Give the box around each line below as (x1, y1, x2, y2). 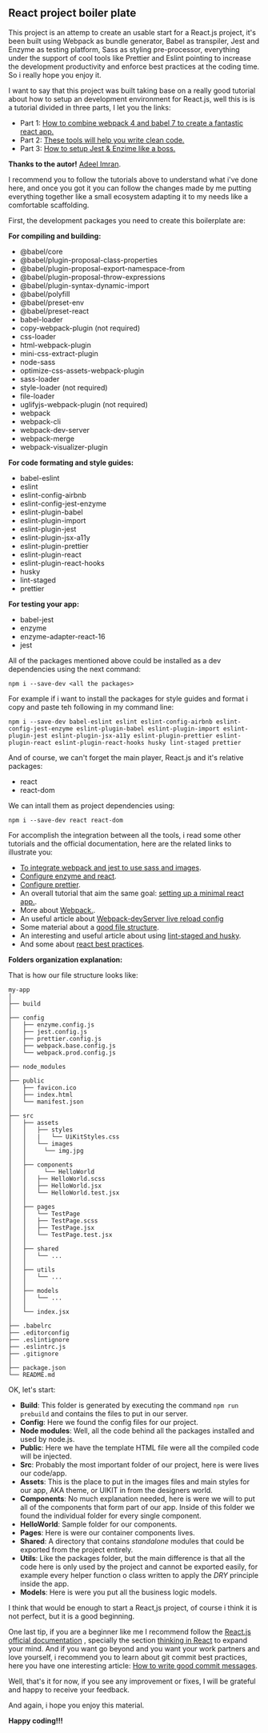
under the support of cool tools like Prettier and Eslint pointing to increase (8, 53, 252, 62)
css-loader (19, 331, 56, 341)
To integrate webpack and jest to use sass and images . (19, 862, 202, 872)
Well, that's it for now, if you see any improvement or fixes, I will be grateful (8, 1676, 256, 1686)
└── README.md (8, 1371, 56, 1379)
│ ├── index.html (8, 1091, 74, 1099)
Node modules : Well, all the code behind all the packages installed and (19, 1426, 254, 1435)
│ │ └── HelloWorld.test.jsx (8, 1188, 120, 1197)
